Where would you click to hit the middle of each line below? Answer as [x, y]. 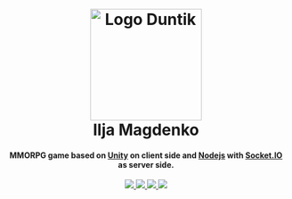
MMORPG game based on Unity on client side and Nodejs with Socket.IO [146, 155]
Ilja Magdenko [146, 130]
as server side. [146, 164]
